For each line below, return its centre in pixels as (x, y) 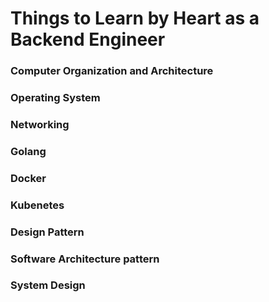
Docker (28, 178)
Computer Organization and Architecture (112, 71)
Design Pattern (47, 232)
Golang (28, 151)
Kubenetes (37, 205)
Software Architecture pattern (85, 259)
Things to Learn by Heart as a (135, 18)
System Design (48, 285)
